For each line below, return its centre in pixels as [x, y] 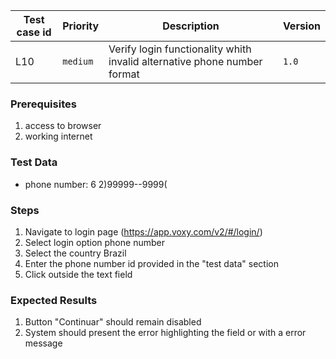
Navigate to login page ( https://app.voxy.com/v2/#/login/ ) [143, 231]
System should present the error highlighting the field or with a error [165, 333]
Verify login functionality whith [180, 49]
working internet [58, 136]
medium [78, 61]
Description [191, 26]
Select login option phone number [94, 242]
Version [301, 26]
